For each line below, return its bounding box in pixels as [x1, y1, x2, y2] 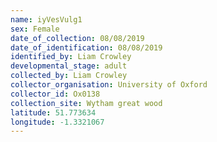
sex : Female [10, 24, 60, 34]
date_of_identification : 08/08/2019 [10, 42, 163, 53]
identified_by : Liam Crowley [10, 52, 132, 62]
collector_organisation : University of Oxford [10, 80, 208, 90]
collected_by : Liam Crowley [10, 71, 128, 81]
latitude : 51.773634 [10, 107, 97, 118]
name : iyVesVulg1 [10, 14, 83, 25]
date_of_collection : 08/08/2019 [10, 33, 145, 43]
